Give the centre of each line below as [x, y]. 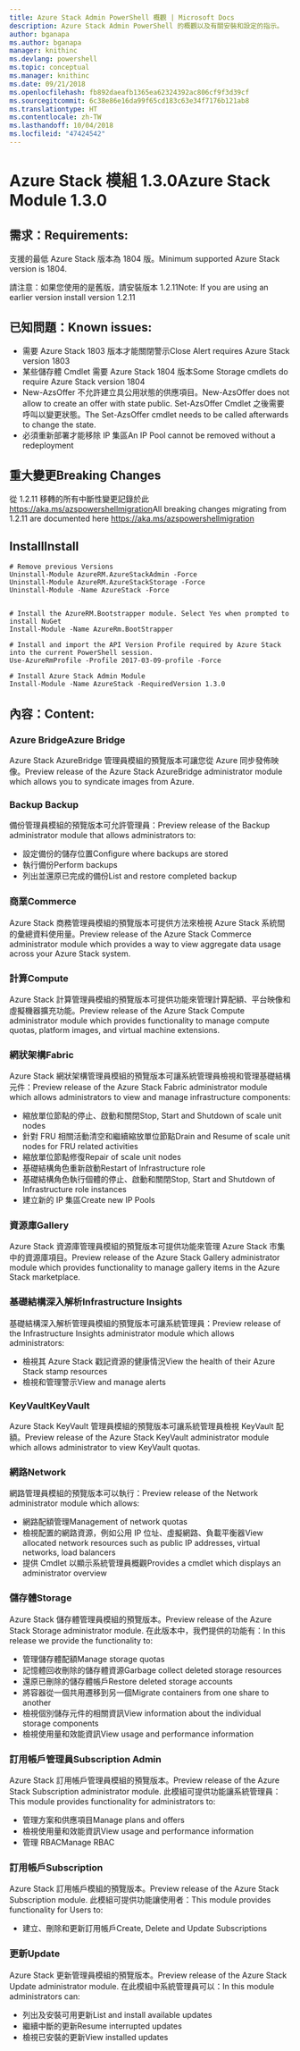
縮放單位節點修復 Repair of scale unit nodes [101, 1157]
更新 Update [35, 1954]
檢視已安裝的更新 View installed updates [95, 2037]
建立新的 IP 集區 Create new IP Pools [88, 1200]
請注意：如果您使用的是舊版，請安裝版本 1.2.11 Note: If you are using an [139, 287]
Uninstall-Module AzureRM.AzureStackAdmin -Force [104, 575]
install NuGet [36, 622]
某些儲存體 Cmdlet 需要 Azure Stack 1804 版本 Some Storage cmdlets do [155, 371]
